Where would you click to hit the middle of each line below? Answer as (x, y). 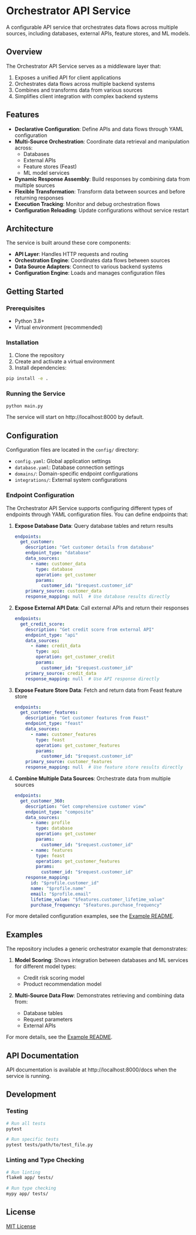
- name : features (52, 850)
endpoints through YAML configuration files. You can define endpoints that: (97, 514)
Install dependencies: (40, 368)
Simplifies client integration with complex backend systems (86, 96)
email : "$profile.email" (61, 894)
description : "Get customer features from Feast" (87, 718)
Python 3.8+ (30, 321)
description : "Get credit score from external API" (90, 630)
